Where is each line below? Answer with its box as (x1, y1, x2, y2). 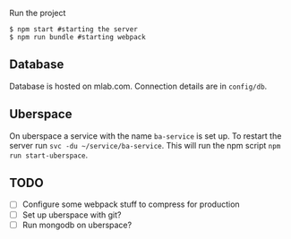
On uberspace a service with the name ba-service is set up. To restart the (9, 130, 282, 141)
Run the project (9, 8, 66, 18)
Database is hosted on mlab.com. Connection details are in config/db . (9, 81, 268, 91)
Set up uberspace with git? (21, 209, 122, 220)
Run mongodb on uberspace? (21, 219, 133, 230)
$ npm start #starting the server (9, 25, 139, 34)
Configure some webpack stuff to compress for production (21, 199, 240, 209)
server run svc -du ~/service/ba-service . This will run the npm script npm (9, 140, 281, 150)
